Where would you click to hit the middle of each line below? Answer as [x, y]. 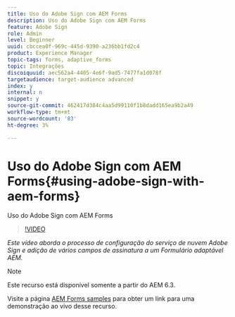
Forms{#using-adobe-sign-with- [106, 181]
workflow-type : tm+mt [39, 112]
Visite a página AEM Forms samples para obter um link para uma [101, 299]
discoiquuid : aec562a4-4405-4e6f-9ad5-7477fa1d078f [84, 73]
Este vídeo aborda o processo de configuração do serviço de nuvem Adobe [118, 243]
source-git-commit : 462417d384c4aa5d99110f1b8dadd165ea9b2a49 [100, 106]
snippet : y [23, 99]
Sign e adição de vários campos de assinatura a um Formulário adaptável [115, 250]
